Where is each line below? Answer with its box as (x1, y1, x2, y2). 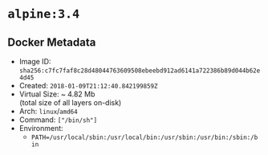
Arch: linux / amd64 (18, 107, 78, 116)
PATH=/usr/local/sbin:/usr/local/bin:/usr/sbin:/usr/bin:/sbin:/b (30, 133, 258, 141)
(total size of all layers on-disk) (18, 98, 122, 107)
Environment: (18, 124, 63, 133)
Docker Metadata (7, 35, 96, 49)
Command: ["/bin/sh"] (18, 115, 98, 124)
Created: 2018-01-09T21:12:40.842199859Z (18, 81, 158, 90)
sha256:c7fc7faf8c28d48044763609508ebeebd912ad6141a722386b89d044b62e (18, 67, 261, 75)
